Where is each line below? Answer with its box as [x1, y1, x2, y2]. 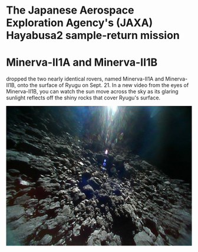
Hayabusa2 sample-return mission [6, 29, 180, 42]
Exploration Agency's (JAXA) [6, 16, 153, 30]
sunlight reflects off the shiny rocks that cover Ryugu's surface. [6, 94, 161, 101]
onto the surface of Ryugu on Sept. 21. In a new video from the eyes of [17, 82, 189, 89]
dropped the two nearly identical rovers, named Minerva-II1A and [6, 75, 164, 83]
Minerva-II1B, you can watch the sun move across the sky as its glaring [6, 88, 179, 95]
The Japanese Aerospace [6, 4, 134, 17]
